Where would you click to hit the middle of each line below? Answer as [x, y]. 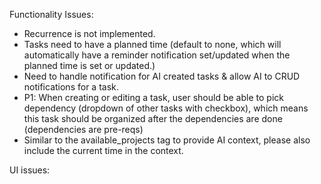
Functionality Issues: [51, 14]
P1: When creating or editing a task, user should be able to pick [153, 97]
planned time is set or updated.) [89, 65]
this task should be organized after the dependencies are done [153, 118]
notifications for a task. [71, 87]
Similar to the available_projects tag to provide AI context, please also [167, 140]
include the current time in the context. [103, 150]
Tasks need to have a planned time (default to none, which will [152, 44]
